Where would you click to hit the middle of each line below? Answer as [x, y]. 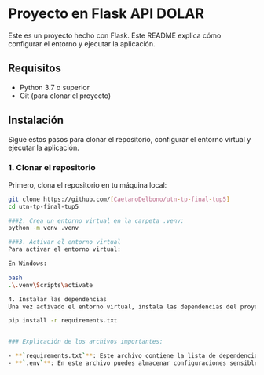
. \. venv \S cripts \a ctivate [50, 285]
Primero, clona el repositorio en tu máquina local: [88, 184]
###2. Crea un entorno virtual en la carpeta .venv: [96, 220]
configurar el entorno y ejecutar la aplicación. [82, 43]
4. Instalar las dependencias [58, 299]
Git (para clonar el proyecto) [65, 96]
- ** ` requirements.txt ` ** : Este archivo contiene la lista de [112, 356]
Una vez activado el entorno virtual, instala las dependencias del [123, 307]
